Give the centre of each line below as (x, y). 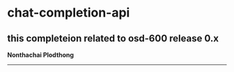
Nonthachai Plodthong (41, 55)
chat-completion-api (69, 13)
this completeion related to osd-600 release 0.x (113, 38)
